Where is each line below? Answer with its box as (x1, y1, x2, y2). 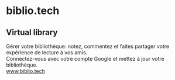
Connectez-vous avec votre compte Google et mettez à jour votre (6, 55, 165, 62)
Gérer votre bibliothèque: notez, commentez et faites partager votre (6, 43, 170, 50)
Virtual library (6, 27, 58, 37)
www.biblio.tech (6, 68, 45, 74)
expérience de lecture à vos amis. (6, 49, 88, 56)
